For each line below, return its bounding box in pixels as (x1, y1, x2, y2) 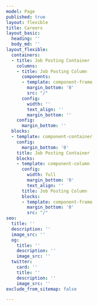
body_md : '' (11, 42, 41, 47)
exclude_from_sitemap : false (6, 286, 77, 292)
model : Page (6, 8, 35, 15)
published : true (6, 14, 45, 20)
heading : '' (11, 36, 41, 42)
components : (21, 74, 51, 80)
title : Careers (6, 25, 43, 31)
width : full (27, 172, 57, 178)
